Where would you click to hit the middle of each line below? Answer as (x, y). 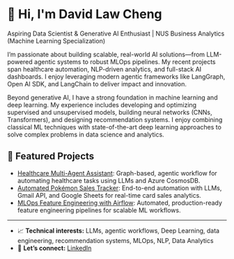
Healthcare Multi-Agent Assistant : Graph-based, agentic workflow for (117, 173)
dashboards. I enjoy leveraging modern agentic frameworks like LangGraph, (116, 77)
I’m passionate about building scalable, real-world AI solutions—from (106, 54)
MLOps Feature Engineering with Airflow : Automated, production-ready (120, 203)
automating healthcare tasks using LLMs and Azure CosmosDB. (109, 180)
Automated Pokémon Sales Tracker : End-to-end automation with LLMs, (119, 188)
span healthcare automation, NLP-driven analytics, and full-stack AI (104, 69)
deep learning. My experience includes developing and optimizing (102, 104)
